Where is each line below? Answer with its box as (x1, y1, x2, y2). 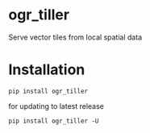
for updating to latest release (8, 101, 105, 110)
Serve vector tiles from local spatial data (8, 32, 143, 42)
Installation (8, 60, 85, 79)
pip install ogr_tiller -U (8, 117, 99, 125)
